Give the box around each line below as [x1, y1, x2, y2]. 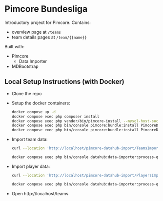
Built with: [4, 43, 25, 49]
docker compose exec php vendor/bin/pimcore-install [11, 119, 122, 123]
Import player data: [11, 163, 50, 169]
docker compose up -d [11, 109, 56, 114]
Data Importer [19, 58, 47, 64]
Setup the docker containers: [11, 100, 70, 106]
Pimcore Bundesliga [4, 3, 88, 15]
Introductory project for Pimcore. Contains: [4, 20, 91, 25]
